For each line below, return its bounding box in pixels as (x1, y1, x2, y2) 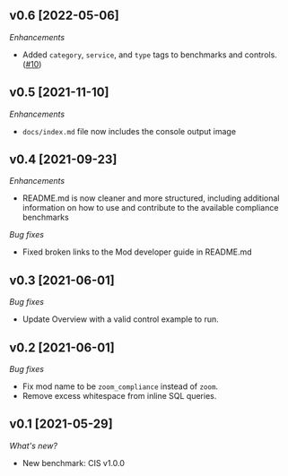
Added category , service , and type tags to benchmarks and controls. (22, 49, 278, 60)
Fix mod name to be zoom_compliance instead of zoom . (22, 381, 218, 392)
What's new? (9, 440, 58, 451)
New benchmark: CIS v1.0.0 (22, 457, 126, 468)
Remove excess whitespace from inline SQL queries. (22, 391, 217, 402)
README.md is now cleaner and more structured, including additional (22, 193, 280, 203)
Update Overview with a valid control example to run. (22, 314, 219, 325)
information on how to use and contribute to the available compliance (22, 203, 279, 213)
